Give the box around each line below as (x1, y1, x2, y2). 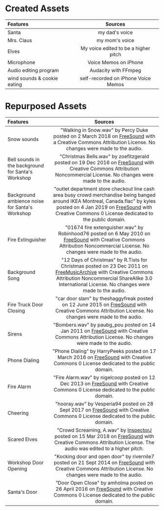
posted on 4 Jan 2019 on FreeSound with (56, 204, 152, 211)
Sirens (7, 330, 22, 337)
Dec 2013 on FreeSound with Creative (60, 380, 149, 387)
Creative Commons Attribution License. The (54, 439, 155, 446)
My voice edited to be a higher (80, 45, 150, 51)
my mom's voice (97, 37, 134, 44)
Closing (7, 307, 25, 314)
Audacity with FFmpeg (89, 67, 142, 73)
